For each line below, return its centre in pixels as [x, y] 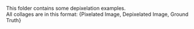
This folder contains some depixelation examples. [66, 8]
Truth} [14, 20]
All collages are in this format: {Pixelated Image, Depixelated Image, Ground [97, 14]
